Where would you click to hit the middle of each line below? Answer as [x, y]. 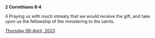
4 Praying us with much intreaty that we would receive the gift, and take [78, 16]
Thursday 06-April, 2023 [30, 31]
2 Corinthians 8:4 [23, 7]
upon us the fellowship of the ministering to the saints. [60, 21]
